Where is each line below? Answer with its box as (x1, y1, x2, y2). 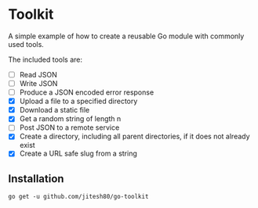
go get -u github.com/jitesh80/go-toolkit (8, 193, 149, 201)
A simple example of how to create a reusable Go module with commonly (8, 31, 245, 41)
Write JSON (19, 79, 58, 88)
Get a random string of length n (19, 114, 122, 124)
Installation (8, 172, 64, 185)
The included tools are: (8, 55, 83, 64)
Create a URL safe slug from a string (19, 149, 137, 158)
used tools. (8, 39, 45, 48)
